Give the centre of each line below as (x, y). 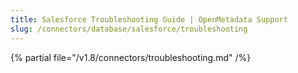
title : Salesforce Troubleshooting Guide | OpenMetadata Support (149, 19)
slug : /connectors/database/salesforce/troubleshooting (129, 29)
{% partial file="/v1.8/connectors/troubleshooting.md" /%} (131, 57)
